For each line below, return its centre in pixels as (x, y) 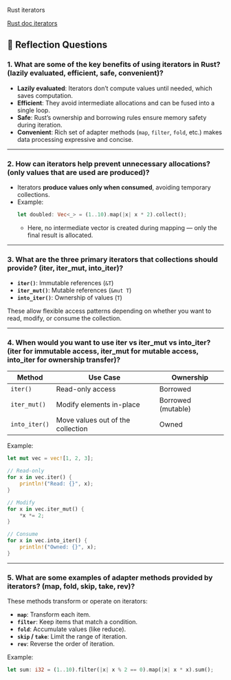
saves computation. (45, 95)
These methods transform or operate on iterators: (77, 601)
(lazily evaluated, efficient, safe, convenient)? (85, 73)
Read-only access (86, 389)
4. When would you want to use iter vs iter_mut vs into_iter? (109, 342)
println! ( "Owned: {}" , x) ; (58, 547)
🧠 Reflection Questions (57, 45)
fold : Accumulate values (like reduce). (71, 629)
